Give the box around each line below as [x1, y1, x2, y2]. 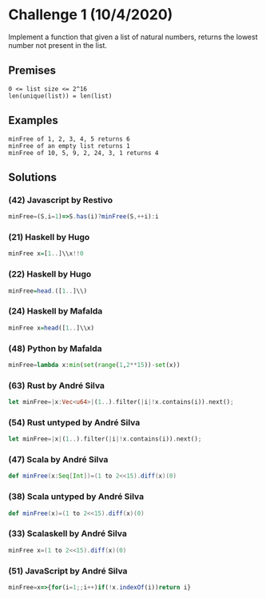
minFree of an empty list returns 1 [8, 142, 130, 150]
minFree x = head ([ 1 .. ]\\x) [8, 324, 94, 332]
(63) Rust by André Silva [8, 380, 105, 391]
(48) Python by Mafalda [8, 342, 102, 353]
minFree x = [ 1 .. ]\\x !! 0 [8, 250, 84, 258]
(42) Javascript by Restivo [8, 194, 113, 206]
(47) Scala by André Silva [8, 454, 109, 465]
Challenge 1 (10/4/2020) [8, 6, 173, 24]
